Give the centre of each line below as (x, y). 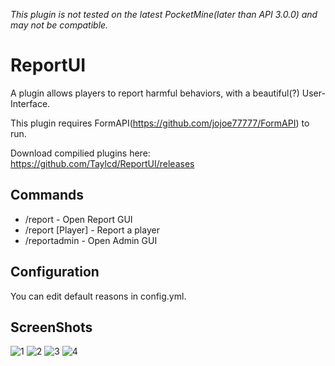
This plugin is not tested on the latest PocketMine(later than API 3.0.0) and (164, 14)
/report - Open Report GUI (78, 219)
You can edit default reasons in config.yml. (98, 296)
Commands (47, 195)
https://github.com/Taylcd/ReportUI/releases (102, 163)
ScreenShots (51, 327)
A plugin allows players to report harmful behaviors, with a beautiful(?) (155, 93)
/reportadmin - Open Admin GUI (91, 240)
